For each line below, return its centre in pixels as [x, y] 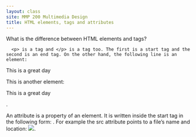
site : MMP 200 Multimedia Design [47, 17]
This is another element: [35, 82]
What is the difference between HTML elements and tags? [76, 39]
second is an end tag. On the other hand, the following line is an [92, 55]
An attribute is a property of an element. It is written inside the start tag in [95, 116]
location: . [21, 129]
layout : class [23, 11]
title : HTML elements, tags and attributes [60, 22]
